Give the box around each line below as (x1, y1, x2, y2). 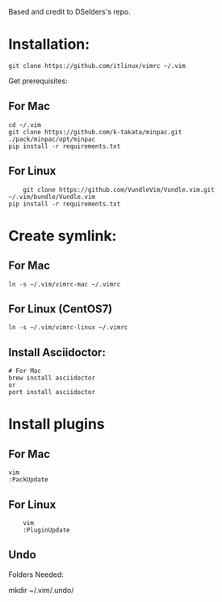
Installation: (8, 36, 90, 53)
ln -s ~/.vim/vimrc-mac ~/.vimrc (8, 280, 121, 288)
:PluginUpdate (23, 526, 70, 534)
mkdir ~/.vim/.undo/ (8, 585, 74, 595)
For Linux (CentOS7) (8, 302, 113, 316)
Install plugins (8, 415, 105, 434)
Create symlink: (8, 227, 117, 245)
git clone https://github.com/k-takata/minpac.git (8, 128, 182, 136)
